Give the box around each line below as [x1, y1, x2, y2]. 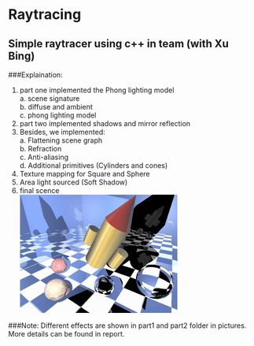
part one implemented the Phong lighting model [19, 85, 175, 95]
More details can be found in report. [8, 329, 125, 338]
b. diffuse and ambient [19, 102, 93, 111]
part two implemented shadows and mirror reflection [19, 119, 191, 128]
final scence [19, 186, 60, 195]
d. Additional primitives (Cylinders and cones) [19, 161, 168, 170]
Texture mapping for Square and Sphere [19, 169, 150, 178]
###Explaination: [8, 70, 63, 80]
